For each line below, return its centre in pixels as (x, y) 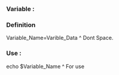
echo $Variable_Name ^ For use (45, 66)
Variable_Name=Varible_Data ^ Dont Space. (60, 38)
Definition (21, 24)
